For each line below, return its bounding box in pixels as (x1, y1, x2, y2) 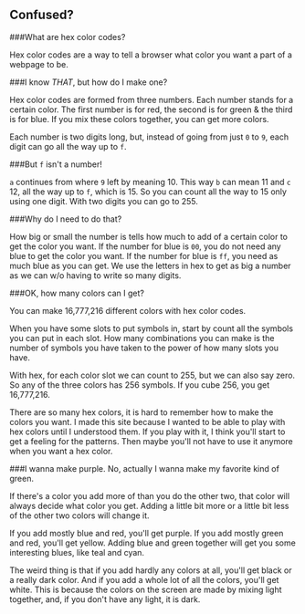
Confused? (9, 7, 75, 23)
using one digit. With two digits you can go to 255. (9, 195, 199, 206)
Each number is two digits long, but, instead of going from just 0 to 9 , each (9, 131, 289, 142)
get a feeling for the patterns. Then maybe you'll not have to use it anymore (9, 435, 294, 446)
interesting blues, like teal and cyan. (9, 546, 144, 557)
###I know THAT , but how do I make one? (9, 77, 168, 88)
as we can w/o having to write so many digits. (9, 269, 182, 281)
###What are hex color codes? (9, 31, 126, 42)
